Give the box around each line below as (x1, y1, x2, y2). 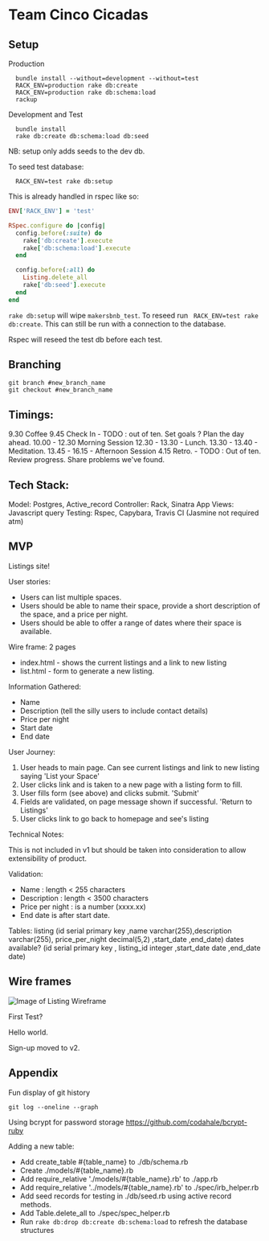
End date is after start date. (19, 910, 111, 919)
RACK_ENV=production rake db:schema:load (15, 88, 157, 96)
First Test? (8, 1011, 43, 1022)
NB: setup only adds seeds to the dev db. (8, 146, 145, 156)
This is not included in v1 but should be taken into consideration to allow (8, 845, 247, 854)
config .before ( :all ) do (15, 266, 95, 274)
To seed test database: (8, 162, 84, 171)
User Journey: (8, 747, 56, 756)
